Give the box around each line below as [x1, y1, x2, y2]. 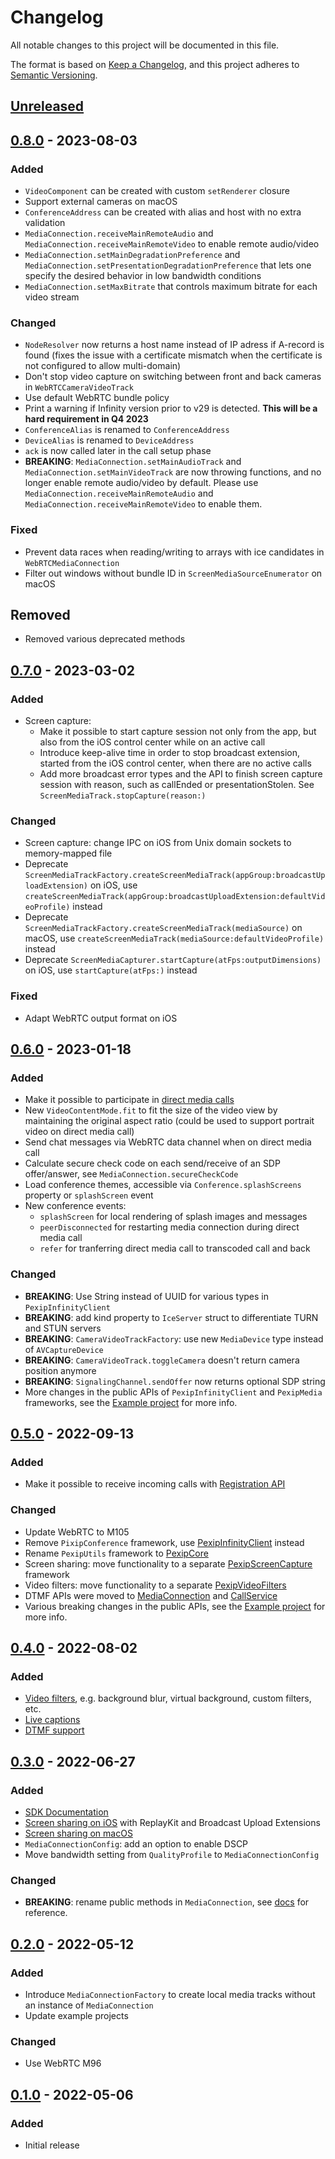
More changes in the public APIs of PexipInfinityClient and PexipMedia [24, 1386, 323, 1398]
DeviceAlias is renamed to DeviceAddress [24, 434, 195, 446]
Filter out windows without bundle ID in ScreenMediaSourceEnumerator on [24, 567, 323, 579]
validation [24, 217, 66, 229]
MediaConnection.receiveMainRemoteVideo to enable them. [24, 498, 263, 510]
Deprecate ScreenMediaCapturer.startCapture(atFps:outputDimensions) [24, 954, 322, 966]
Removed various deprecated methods [24, 633, 186, 645]
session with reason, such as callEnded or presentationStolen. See [39, 779, 315, 791]
